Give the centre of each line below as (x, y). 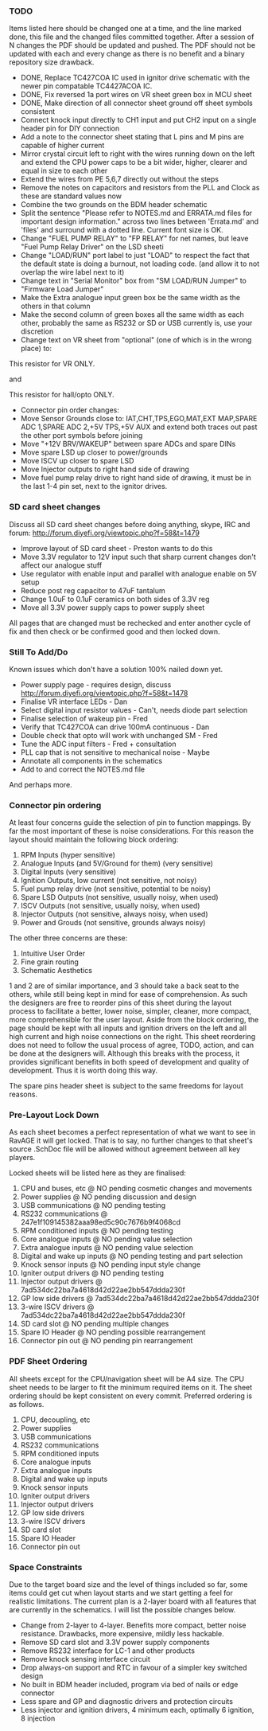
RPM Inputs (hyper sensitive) (68, 855)
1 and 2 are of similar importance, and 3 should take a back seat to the (124, 986)
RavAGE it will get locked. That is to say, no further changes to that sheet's (131, 1141)
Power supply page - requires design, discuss (96, 684)
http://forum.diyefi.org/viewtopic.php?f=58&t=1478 (104, 693)
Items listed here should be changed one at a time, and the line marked (125, 29)
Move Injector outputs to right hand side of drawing (105, 469)
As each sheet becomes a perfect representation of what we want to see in (132, 1132)
